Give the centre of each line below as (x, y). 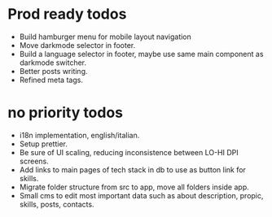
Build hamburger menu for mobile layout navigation (105, 37)
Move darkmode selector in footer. (77, 45)
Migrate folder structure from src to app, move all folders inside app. (134, 187)
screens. (34, 161)
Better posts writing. (53, 71)
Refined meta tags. (51, 80)
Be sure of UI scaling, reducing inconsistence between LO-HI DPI (129, 152)
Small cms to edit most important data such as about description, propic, (141, 195)
